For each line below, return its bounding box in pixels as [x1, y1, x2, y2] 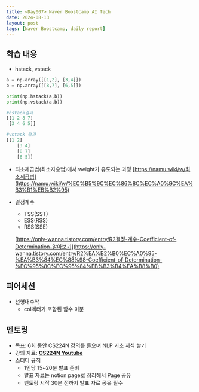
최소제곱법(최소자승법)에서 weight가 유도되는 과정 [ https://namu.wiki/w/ [14, 165, 186, 172]
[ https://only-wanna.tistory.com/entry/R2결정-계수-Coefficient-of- [14, 235, 177, 242]
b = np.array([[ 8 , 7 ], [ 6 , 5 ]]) [6, 82, 82, 89]
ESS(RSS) [23, 217, 48, 224]
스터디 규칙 [14, 357, 41, 364]
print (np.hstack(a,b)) [6, 93, 63, 99]
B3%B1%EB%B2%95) [14, 186, 70, 193]
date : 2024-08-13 [6, 14, 50, 20]
